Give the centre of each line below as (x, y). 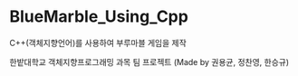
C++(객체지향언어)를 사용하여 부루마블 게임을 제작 (98, 43)
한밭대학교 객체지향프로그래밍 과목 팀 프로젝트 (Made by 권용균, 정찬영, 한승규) (149, 62)
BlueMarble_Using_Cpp (99, 17)
